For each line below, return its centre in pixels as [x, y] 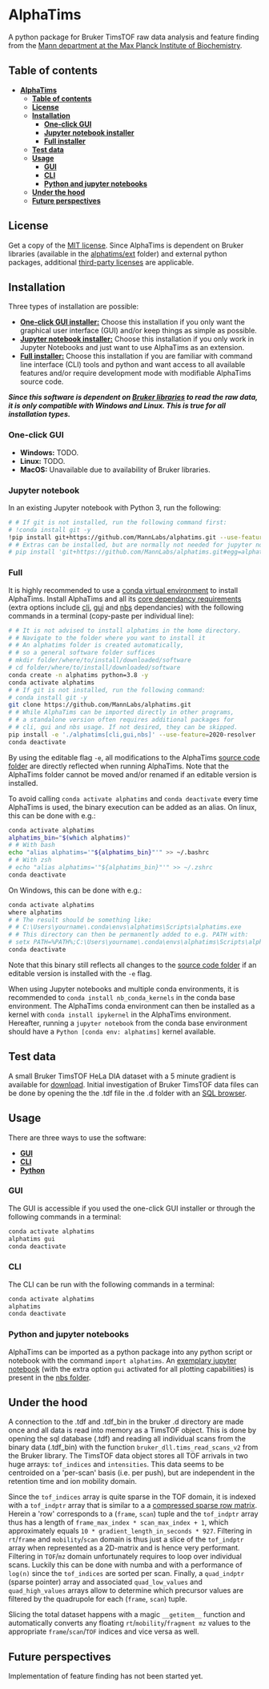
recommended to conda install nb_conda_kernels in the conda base [122, 997]
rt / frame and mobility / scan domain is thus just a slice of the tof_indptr [126, 1539]
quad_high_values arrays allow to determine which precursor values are [126, 1590]
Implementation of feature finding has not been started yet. [106, 1676]
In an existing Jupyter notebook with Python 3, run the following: [115, 507]
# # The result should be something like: [80, 920]
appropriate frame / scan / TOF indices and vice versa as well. [104, 1631]
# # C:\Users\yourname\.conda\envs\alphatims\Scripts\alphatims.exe [125, 927]
